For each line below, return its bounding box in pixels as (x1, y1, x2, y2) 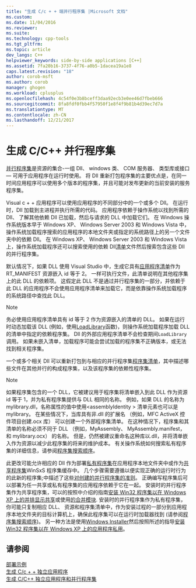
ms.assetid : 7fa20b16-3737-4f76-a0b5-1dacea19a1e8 (6, 63, 132, 69)
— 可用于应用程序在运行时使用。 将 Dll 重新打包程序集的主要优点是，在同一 (6, 172, 187, 179)
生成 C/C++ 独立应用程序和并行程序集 (6, 575, 97, 582)
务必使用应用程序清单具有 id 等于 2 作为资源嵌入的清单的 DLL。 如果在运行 (6, 316, 185, 323)
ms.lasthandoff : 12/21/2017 (6, 118, 75, 123)
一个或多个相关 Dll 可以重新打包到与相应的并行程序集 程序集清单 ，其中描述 (6, 357, 184, 365)
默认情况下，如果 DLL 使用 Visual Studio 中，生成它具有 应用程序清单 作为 (6, 263, 181, 270)
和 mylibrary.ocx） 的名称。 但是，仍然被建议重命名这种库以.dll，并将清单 (6, 432, 183, 439)
